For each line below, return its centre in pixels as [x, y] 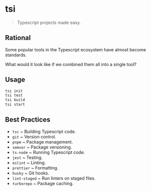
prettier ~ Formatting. [35, 168]
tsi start [15, 105]
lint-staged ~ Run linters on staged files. [54, 178]
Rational [18, 38]
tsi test [14, 95]
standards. [16, 55]
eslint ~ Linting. [29, 163]
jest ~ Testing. [27, 157]
